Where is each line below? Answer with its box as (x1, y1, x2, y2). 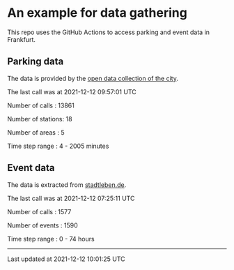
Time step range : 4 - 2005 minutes (7, 142, 109, 150)
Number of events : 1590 (7, 221, 78, 230)
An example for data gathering (7, 5, 188, 21)
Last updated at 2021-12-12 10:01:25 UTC (7, 255, 125, 263)
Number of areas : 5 (7, 128, 65, 137)
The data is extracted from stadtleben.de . (7, 180, 127, 189)
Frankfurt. (7, 35, 36, 43)
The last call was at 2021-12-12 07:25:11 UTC (7, 194, 135, 202)
